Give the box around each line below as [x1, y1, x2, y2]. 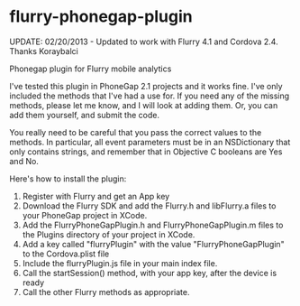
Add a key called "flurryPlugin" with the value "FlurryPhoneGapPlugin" [22, 238, 286, 249]
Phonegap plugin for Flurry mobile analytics [9, 63, 172, 74]
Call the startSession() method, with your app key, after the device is [22, 267, 277, 278]
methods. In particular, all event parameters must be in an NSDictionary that [9, 136, 291, 147]
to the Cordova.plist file [22, 248, 110, 259]
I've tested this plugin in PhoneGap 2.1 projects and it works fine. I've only [9, 80, 283, 91]
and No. [9, 155, 39, 166]
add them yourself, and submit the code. [9, 109, 160, 120]
